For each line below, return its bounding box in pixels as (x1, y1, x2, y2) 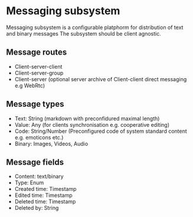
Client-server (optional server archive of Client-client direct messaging (14, 75, 187, 82)
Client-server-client (14, 63, 63, 70)
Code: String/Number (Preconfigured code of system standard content (14, 127, 187, 135)
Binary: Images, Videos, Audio (14, 140, 89, 147)
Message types (6, 99, 64, 109)
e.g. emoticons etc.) (14, 133, 64, 141)
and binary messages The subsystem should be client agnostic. (6, 30, 161, 37)
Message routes (6, 47, 67, 58)
